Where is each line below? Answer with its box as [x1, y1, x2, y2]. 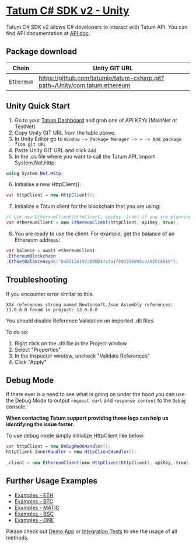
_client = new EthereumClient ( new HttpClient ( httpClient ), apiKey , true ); [6, 459, 192, 466]
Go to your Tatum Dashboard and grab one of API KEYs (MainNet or [14, 116, 178, 123]
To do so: [6, 328, 29, 335]
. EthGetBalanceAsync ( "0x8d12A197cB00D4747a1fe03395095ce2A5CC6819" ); [6, 259, 179, 265]
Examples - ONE [14, 516, 54, 523]
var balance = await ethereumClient [6, 248, 95, 254]
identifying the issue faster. [6, 421, 75, 428]
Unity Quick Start [6, 101, 70, 111]
